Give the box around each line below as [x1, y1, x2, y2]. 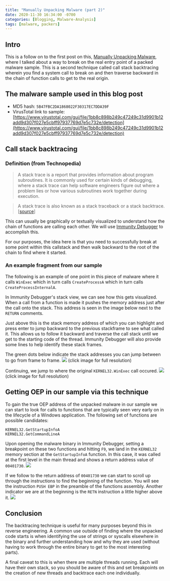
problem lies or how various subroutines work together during [17, 188, 147, 194]
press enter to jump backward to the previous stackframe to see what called [5, 325, 164, 331]
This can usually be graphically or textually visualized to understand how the [5, 218, 165, 224]
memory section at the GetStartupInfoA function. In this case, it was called [5, 451, 161, 457]
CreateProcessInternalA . [5, 284, 57, 290]
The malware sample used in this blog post [5, 90, 143, 99]
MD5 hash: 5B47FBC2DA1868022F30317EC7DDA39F [12, 103, 109, 109]
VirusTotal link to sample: [12, 108, 65, 114]
